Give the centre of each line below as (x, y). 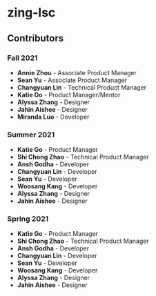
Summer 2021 (31, 135)
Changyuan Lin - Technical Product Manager (82, 87)
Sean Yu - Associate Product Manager (72, 80)
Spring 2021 (28, 219)
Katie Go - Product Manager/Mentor (69, 95)
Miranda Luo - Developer (53, 117)
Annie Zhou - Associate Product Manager (77, 72)
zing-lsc (31, 13)
